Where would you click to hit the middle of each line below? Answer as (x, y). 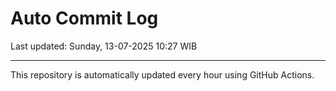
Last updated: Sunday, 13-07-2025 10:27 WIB (104, 46)
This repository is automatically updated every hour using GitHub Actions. (162, 74)
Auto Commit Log (84, 18)
